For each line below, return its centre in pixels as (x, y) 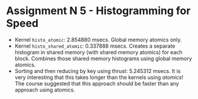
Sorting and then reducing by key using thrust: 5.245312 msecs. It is (98, 71)
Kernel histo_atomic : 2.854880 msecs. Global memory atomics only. (98, 39)
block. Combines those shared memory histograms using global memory (103, 58)
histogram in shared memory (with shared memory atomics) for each (98, 52)
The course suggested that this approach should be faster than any (97, 83)
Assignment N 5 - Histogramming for (98, 11)
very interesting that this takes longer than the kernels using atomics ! (99, 77)
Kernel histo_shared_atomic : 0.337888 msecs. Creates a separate (95, 46)
